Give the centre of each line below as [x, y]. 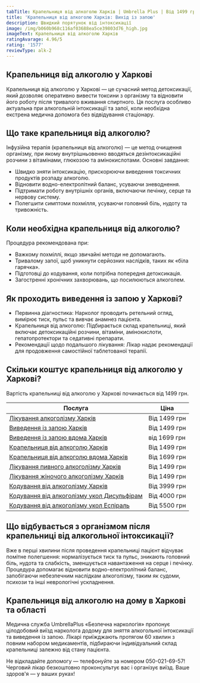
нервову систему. [37, 197]
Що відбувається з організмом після [78, 526]
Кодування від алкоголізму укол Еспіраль [69, 505]
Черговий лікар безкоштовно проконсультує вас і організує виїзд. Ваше [98, 667]
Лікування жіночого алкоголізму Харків [66, 476]
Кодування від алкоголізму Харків [59, 486]
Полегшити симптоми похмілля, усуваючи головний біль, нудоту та [101, 203]
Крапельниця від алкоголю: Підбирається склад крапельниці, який [100, 325]
